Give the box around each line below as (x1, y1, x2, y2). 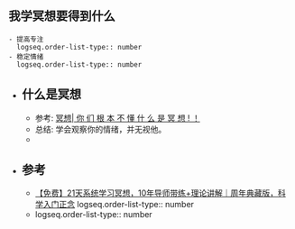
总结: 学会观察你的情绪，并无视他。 (34, 124, 167, 134)
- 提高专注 (8, 34, 44, 43)
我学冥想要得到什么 (8, 8, 115, 24)
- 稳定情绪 (8, 52, 44, 61)
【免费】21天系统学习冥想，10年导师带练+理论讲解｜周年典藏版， (34, 188, 279, 198)
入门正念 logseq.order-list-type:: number (42, 199, 195, 210)
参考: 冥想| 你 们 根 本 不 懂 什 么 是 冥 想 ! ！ (34, 112, 200, 124)
